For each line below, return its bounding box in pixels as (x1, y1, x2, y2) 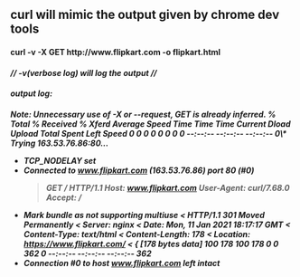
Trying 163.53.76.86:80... (10, 138, 109, 148)
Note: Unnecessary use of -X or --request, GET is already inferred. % (10, 109, 277, 119)
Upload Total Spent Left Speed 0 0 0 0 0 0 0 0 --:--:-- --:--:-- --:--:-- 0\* (10, 128, 287, 138)
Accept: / (45, 192, 82, 203)
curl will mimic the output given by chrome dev (10, 7, 279, 23)
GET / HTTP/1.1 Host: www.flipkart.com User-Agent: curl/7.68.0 (45, 182, 290, 193)
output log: (10, 88, 53, 99)
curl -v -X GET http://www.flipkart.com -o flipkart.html (10, 46, 220, 57)
